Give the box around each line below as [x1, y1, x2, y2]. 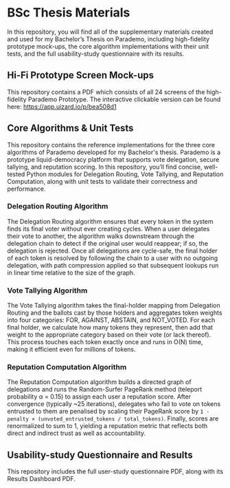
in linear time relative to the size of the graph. [7, 268, 135, 277]
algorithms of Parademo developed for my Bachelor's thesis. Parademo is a [7, 148, 221, 156]
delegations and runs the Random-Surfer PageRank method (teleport [7, 385, 203, 394]
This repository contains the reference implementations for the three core [7, 140, 215, 149]
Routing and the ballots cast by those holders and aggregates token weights [7, 308, 222, 317]
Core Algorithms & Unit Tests [7, 123, 134, 134]
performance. [7, 184, 46, 193]
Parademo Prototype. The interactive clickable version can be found [27, 95, 221, 103]
